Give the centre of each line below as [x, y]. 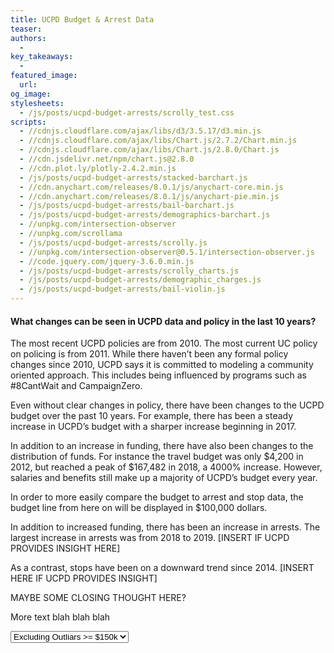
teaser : [26, 29]
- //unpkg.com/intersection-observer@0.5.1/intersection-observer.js [167, 252]
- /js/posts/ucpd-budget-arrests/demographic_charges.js [140, 280]
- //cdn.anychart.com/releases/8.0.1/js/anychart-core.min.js [151, 187]
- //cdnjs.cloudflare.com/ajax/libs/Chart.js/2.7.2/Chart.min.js [158, 141]
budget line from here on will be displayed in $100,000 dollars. [139, 508]
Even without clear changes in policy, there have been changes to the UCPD [167, 405]
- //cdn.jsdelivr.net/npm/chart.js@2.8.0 [107, 159]
